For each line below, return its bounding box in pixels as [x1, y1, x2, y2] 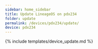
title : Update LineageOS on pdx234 [5, 12, 77, 16]
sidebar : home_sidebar [5, 7, 51, 12]
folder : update [5, 16, 36, 21]
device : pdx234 [5, 25, 36, 30]
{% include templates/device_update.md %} [5, 38, 94, 44]
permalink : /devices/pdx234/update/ [5, 20, 79, 26]
